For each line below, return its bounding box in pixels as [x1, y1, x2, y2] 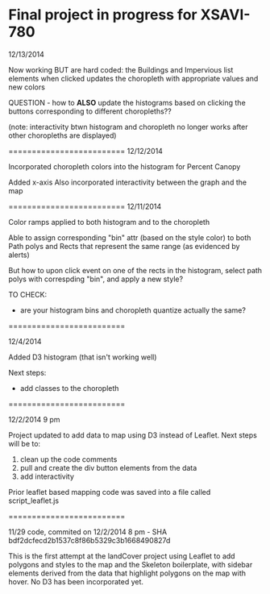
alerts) [8, 250, 30, 260]
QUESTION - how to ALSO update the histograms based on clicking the [8, 98, 246, 107]
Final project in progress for [8, 6, 197, 24]
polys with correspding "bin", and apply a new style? [8, 274, 184, 284]
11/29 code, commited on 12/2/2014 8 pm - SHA [8, 526, 168, 537]
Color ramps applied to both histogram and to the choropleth [8, 217, 210, 226]
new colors [8, 82, 46, 92]
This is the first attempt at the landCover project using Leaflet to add [8, 550, 235, 561]
